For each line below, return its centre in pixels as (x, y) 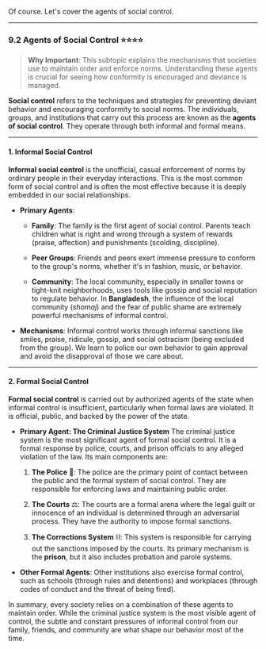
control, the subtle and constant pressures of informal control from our (123, 621)
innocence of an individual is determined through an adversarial (135, 513)
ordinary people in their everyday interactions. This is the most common (125, 178)
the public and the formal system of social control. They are (129, 480)
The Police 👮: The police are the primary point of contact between (139, 472)
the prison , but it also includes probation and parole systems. (131, 557)
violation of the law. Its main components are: (94, 456)
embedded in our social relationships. (69, 194)
